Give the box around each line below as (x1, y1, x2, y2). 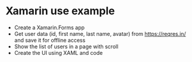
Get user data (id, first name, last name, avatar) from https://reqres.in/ (14, 30, 186, 37)
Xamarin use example (5, 4, 115, 18)
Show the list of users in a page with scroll (14, 43, 119, 50)
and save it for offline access (14, 36, 86, 44)
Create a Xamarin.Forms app (14, 24, 85, 31)
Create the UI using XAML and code (14, 49, 103, 56)
